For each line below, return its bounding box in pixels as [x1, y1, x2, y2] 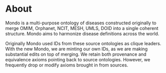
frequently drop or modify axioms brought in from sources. [5, 62, 128, 68]
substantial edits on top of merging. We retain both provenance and [5, 51, 147, 57]
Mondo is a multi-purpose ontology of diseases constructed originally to [5, 20, 156, 26]
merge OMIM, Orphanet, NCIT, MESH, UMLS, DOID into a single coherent [5, 25, 159, 31]
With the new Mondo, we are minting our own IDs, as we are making [5, 46, 148, 52]
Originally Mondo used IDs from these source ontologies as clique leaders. [5, 40, 161, 46]
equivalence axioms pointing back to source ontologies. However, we [5, 56, 151, 62]
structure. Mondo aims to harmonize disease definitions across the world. [5, 30, 159, 36]
